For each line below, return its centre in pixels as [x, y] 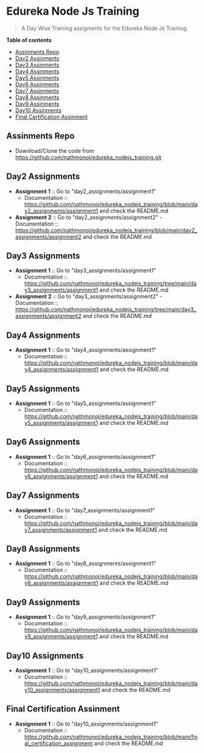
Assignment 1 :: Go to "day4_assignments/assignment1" [86, 350]
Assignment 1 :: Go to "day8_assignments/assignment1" [86, 564]
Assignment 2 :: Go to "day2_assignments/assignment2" [86, 217]
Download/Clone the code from [55, 150]
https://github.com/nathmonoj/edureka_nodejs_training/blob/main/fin [111, 736]
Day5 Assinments [37, 78]
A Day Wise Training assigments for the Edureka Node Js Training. [105, 28]
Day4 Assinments [37, 71]
